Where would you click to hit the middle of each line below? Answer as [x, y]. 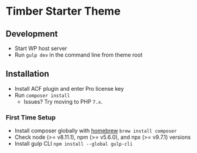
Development [32, 34]
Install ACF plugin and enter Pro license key [69, 88]
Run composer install [42, 95]
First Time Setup [31, 117]
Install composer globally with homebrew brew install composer [96, 131]
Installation [27, 74]
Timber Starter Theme [63, 11]
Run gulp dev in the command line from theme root [78, 55]
